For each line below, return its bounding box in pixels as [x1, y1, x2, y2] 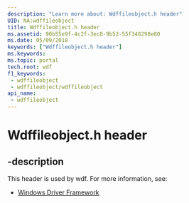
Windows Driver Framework [17, 188, 99, 197]
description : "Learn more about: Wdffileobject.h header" [7, 10, 183, 18]
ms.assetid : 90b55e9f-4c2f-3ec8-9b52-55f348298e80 [7, 30, 161, 38]
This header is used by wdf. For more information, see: [7, 175, 168, 182]
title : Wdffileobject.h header [7, 24, 100, 31]
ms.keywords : [7, 51, 46, 58]
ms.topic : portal [7, 57, 59, 64]
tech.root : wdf [7, 63, 53, 71]
